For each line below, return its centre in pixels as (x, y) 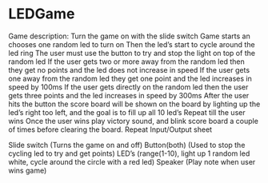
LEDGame (42, 14)
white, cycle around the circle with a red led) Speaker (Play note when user (132, 161)
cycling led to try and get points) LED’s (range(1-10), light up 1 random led (129, 153)
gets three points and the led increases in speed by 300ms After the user (129, 95)
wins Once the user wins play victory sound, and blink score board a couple (133, 121)
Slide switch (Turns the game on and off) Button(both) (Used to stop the (127, 145)
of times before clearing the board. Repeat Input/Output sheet (110, 129)
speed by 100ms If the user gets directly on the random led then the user (128, 87)
